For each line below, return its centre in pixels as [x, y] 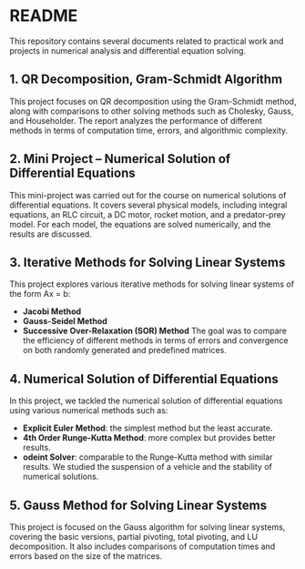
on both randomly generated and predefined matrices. [125, 351]
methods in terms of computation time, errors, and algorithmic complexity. [149, 130]
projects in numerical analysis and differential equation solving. [128, 50]
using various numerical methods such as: [89, 411]
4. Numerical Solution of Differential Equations [144, 379]
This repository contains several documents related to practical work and [147, 41]
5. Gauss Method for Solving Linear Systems [138, 505]
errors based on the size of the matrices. [86, 556]
